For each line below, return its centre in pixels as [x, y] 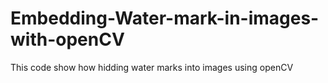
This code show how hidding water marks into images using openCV [152, 67]
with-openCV [67, 39]
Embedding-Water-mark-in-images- [165, 18]
